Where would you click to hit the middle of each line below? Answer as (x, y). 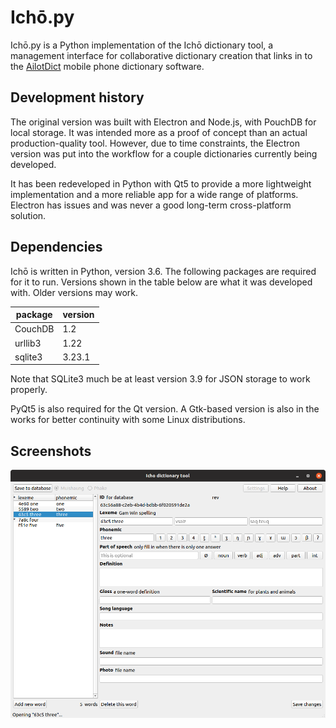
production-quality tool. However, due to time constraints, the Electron (155, 143)
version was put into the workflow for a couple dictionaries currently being (164, 153)
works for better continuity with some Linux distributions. (128, 420)
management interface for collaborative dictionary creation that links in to (161, 55)
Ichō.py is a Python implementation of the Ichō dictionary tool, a (142, 45)
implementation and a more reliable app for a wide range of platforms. (154, 194)
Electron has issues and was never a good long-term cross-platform (151, 205)
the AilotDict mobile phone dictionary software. (107, 66)
